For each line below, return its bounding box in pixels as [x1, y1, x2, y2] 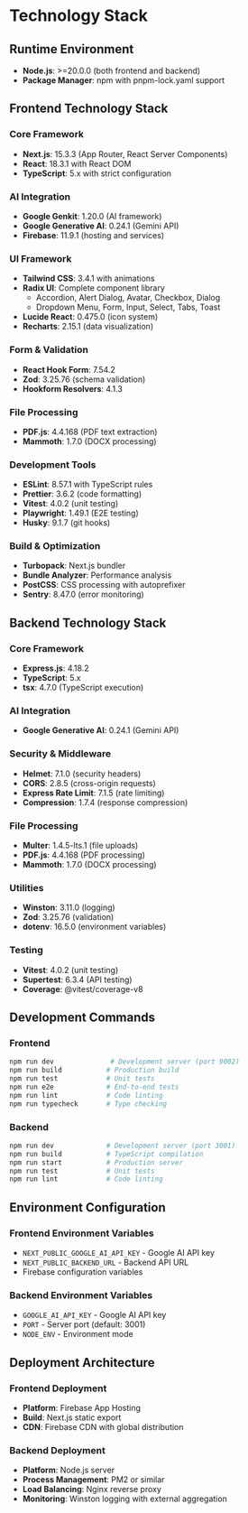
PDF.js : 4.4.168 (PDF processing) [22, 849, 146, 860]
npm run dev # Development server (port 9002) [9, 1057, 241, 1066]
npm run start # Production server [9, 1157, 183, 1167]
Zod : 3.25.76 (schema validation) [22, 374, 146, 385]
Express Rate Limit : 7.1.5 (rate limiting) [22, 787, 165, 798]
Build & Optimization [9, 540, 101, 552]
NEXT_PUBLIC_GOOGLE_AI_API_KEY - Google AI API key [22, 1247, 215, 1258]
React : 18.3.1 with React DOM [22, 158, 132, 169]
